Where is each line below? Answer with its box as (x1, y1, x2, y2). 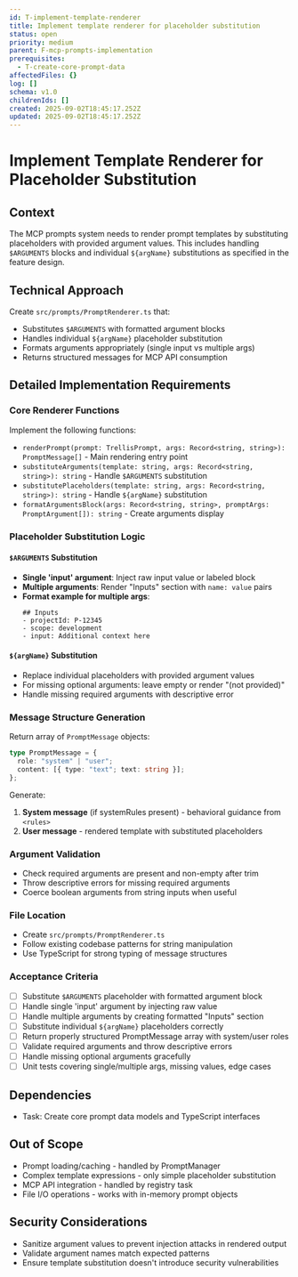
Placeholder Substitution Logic (9, 530, 146, 543)
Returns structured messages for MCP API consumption (21, 352, 229, 362)
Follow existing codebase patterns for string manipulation (21, 939, 233, 950)
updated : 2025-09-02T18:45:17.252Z (9, 112, 141, 121)
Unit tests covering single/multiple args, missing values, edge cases (21, 1061, 271, 1072)
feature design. (9, 257, 65, 268)
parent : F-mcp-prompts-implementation (9, 46, 153, 55)
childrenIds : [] (9, 95, 69, 105)
